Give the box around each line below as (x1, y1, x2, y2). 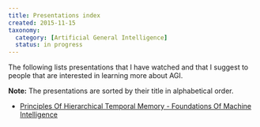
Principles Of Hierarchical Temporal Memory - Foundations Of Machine (19, 102, 252, 111)
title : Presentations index (8, 11, 101, 20)
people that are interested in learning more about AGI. (8, 71, 183, 80)
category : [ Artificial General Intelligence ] (15, 33, 168, 42)
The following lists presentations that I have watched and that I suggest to (8, 62, 249, 72)
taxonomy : (8, 26, 41, 34)
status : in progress (15, 41, 83, 49)
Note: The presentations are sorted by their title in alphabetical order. (8, 86, 235, 95)
